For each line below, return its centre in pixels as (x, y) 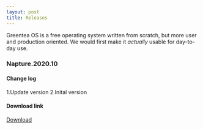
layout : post (23, 12)
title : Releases (27, 18)
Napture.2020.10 (32, 64)
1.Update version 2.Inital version (47, 92)
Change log (21, 79)
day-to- (186, 42)
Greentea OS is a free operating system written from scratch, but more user (102, 35)
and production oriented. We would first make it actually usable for (90, 42)
